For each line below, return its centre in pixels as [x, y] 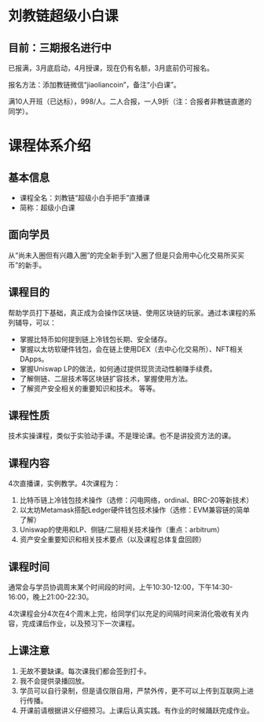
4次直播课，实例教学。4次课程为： [64, 484]
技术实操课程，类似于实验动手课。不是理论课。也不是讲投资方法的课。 [122, 436]
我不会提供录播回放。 [54, 680]
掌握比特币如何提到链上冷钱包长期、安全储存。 [95, 339]
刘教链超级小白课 [64, 16]
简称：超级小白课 [47, 208]
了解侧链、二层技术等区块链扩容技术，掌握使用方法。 [106, 378]
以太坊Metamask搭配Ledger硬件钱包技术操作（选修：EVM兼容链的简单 [134, 510]
